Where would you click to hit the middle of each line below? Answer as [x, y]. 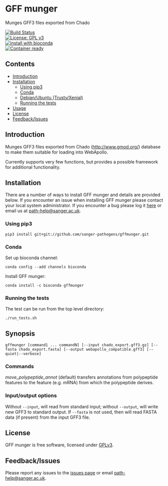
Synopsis [20, 333]
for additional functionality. [33, 167]
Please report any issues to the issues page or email [59, 473]
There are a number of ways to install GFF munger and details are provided [83, 195]
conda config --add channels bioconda [46, 267]
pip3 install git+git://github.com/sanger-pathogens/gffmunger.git [77, 234]
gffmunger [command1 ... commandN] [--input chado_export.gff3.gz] [77, 345]
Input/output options [31, 396]
